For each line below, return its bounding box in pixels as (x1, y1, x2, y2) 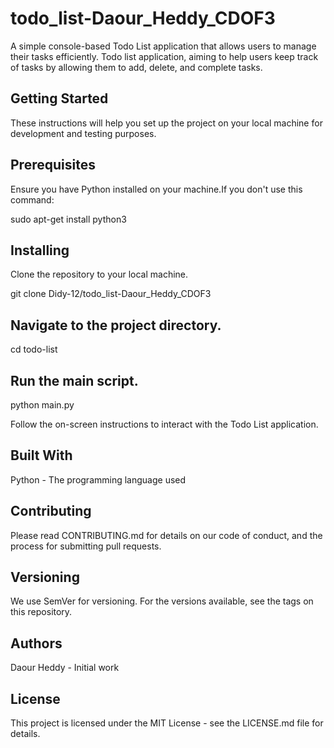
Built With (10, 447, 73, 464)
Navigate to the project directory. (10, 317, 222, 334)
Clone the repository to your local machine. (10, 268, 189, 281)
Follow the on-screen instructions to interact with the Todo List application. (10, 418, 319, 430)
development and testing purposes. (10, 127, 157, 139)
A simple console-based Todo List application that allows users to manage (10, 40, 317, 52)
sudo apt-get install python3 (10, 213, 127, 225)
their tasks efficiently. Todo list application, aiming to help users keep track (10, 50, 319, 62)
